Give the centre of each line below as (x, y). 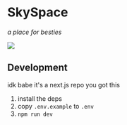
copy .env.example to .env (55, 106)
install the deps (40, 98)
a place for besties (35, 32)
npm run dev (35, 114)
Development (38, 68)
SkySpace (38, 12)
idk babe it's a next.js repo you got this (64, 85)
